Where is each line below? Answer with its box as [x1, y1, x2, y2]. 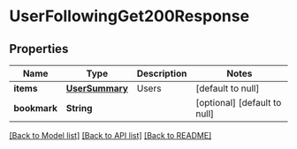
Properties [9, 41, 69, 56]
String [65, 102, 93, 114]
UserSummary [65, 82, 128, 94]
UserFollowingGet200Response [9, 6, 250, 26]
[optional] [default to [195, 97, 282, 108]
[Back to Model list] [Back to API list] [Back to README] [9, 130, 212, 140]
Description [136, 68, 187, 79]
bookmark [13, 102, 57, 114]
